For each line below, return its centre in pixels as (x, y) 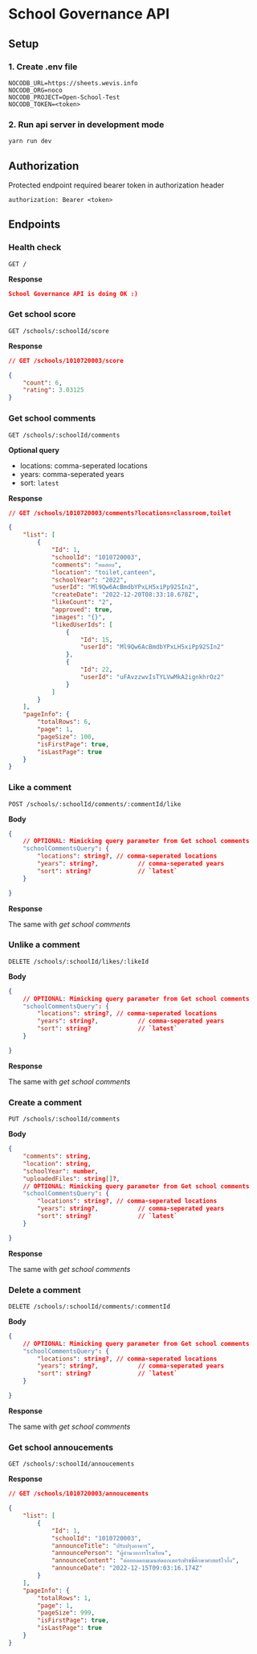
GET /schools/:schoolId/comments (64, 435)
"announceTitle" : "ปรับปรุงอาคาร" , (103, 1545)
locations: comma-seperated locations (84, 465)
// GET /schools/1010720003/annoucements (79, 1494)
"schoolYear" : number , (61, 1171)
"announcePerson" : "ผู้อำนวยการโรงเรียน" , (112, 1553)
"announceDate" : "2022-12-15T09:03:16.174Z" (127, 1568)
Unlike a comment (44, 944)
